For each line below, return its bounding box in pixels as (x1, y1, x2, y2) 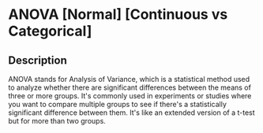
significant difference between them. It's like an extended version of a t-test (8, 108, 255, 117)
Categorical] (8, 22, 92, 40)
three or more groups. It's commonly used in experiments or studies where (8, 91, 252, 100)
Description (8, 54, 67, 67)
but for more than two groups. (8, 116, 107, 125)
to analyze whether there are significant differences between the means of (8, 83, 251, 92)
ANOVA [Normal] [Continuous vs (8, 6, 228, 24)
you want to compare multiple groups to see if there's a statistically (8, 100, 227, 109)
